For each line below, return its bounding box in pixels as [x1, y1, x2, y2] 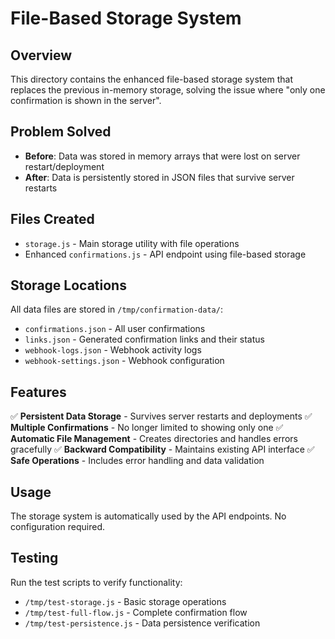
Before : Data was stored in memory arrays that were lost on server [24, 150, 301, 162]
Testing [10, 550, 59, 567]
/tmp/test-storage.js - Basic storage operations [24, 595, 227, 607]
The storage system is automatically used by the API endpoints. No [10, 510, 287, 522]
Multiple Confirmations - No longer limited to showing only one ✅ [10, 422, 284, 434]
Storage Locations [10, 277, 127, 294]
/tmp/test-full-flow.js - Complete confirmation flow [24, 606, 248, 618]
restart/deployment [24, 160, 105, 172]
